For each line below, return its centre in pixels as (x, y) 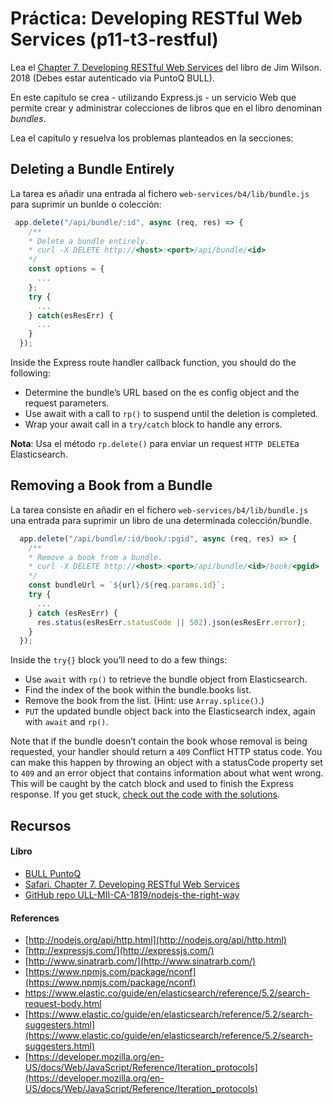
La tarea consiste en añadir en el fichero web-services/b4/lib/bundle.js (159, 509)
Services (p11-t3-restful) (114, 39)
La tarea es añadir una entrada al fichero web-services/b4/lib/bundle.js (160, 193)
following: (30, 373)
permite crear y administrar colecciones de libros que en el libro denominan (166, 108)
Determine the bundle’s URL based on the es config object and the (162, 392)
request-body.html (63, 1004)
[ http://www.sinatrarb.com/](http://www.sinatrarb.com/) (140, 961)
